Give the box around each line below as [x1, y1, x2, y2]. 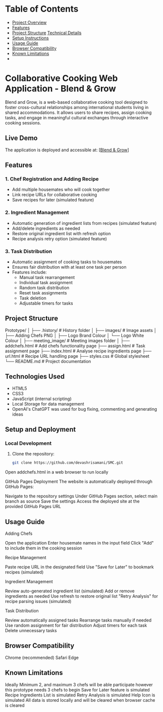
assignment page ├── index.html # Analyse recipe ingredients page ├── [5, 348, 152, 354]
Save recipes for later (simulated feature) [12, 197, 94, 203]
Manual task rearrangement [19, 274, 75, 280]
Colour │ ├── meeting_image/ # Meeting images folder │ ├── [5, 337, 130, 344]
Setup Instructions [12, 35, 49, 41]
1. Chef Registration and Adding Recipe [5, 176, 99, 182]
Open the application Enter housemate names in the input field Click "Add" [5, 540, 154, 546]
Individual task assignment [19, 279, 73, 285]
